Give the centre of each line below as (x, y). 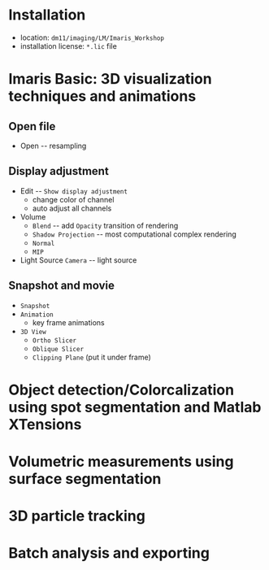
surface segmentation (85, 479)
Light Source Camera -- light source (78, 260)
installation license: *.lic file (69, 46)
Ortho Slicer (54, 340)
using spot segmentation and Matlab (135, 407)
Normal (43, 243)
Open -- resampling (53, 146)
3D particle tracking (77, 516)
